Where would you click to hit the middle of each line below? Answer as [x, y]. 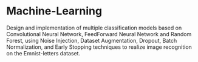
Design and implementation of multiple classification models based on [94, 28]
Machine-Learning [54, 11]
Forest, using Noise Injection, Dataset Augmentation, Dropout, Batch [92, 40]
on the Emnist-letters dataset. [43, 53]
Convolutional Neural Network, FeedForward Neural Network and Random [99, 34]
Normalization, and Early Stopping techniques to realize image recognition [99, 47]
